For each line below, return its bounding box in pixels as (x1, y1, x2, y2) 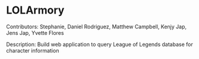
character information (6, 47, 59, 54)
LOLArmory (6, 4, 65, 17)
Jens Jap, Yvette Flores (6, 29, 64, 36)
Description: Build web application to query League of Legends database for (6, 41, 193, 48)
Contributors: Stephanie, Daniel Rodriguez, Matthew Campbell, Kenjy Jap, (6, 23, 187, 30)
